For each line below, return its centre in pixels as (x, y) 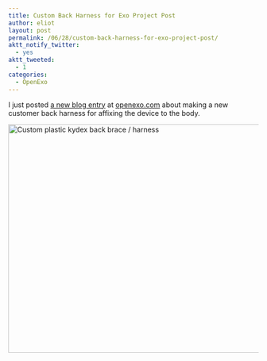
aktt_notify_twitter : (44, 45)
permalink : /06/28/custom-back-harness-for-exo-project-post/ (113, 38)
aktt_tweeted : (32, 60)
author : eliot (32, 23)
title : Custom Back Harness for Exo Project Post (92, 15)
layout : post (30, 30)
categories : (28, 75)
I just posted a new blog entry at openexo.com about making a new (118, 105)
